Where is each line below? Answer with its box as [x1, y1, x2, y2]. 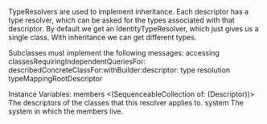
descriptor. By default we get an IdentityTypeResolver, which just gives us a [8, 24, 259, 33]
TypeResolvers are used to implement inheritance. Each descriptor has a [8, 7, 249, 16]
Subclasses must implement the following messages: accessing [8, 48, 220, 57]
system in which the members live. [8, 106, 123, 116]
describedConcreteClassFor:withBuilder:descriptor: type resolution [8, 65, 231, 75]
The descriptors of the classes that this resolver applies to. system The [8, 98, 244, 107]
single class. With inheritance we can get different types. [8, 32, 197, 42]
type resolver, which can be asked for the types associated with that [8, 15, 235, 25]
